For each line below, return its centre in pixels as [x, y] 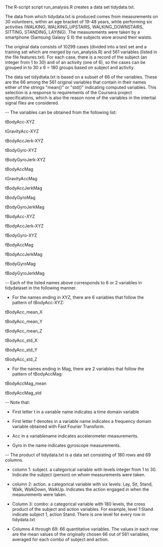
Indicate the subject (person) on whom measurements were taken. [79, 475]
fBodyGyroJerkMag [25, 273]
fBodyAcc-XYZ [20, 216]
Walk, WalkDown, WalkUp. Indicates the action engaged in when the [81, 489]
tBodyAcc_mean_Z [24, 331]
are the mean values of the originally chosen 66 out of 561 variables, [81, 534]
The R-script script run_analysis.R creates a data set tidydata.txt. [70, 7]
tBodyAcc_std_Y [21, 350]
